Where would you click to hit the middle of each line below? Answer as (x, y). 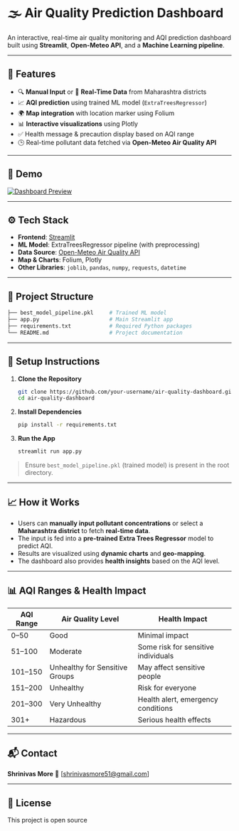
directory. (39, 472)
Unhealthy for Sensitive (89, 667)
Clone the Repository (49, 379)
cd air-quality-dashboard (56, 398)
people (149, 676)
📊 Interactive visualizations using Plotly (78, 124)
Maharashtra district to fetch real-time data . (84, 530)
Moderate (66, 651)
